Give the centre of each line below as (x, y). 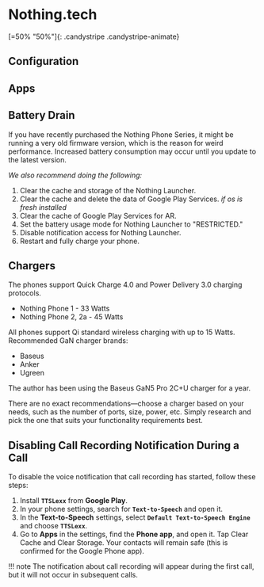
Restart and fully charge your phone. (80, 241)
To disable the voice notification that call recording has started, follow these (132, 477)
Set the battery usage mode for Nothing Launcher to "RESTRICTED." (131, 224)
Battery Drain (42, 115)
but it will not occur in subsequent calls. (73, 575)
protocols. (25, 293)
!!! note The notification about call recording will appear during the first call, (132, 566)
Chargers (32, 266)
